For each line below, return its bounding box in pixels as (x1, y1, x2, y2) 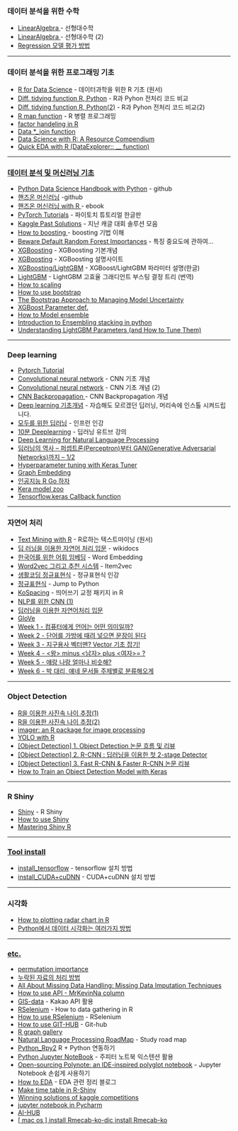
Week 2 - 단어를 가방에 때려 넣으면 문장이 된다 (17, 631, 147, 640)
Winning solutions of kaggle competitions (17, 1093, 140, 1101)
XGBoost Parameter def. (17, 303, 89, 311)
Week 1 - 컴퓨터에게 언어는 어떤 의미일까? (17, 622, 134, 631)
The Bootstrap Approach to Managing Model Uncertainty (17, 296, 184, 304)
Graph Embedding (17, 468, 71, 477)
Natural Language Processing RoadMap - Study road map (17, 1035, 187, 1043)
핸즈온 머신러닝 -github (17, 193, 83, 201)
